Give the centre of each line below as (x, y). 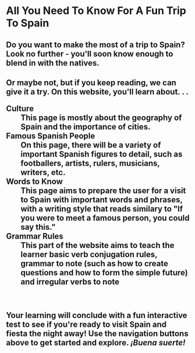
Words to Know (34, 181)
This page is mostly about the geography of (101, 118)
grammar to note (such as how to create (95, 263)
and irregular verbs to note (70, 282)
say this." (38, 227)
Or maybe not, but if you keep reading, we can (91, 83)
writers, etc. (43, 172)
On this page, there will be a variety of (91, 145)
